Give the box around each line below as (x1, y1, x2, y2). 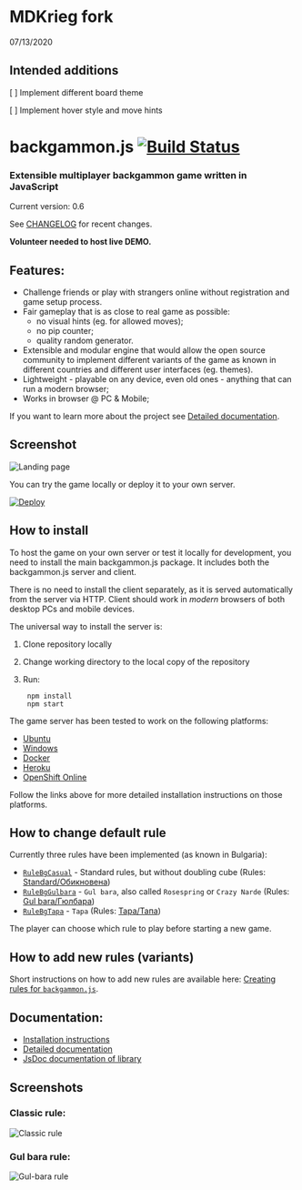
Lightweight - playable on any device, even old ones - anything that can (22, 374, 293, 385)
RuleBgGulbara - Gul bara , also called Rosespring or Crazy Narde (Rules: (22, 886, 290, 897)
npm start (26, 699, 65, 709)
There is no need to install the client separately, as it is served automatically (9, 584, 294, 595)
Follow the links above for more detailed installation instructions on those (9, 789, 283, 800)
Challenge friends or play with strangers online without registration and (22, 287, 290, 297)
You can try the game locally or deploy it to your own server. (9, 479, 236, 489)
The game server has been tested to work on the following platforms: (9, 715, 269, 726)
